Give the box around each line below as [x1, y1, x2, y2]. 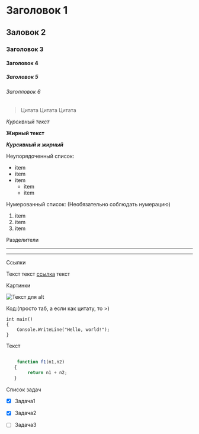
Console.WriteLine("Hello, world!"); [17, 327, 110, 333]
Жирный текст [6, 129, 44, 136]
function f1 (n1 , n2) [17, 359, 65, 365]
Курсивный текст [6, 118, 50, 125]
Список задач [6, 386, 41, 393]
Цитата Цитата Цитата [20, 106, 77, 113]
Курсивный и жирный [6, 141, 64, 148]
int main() [6, 316, 33, 322]
